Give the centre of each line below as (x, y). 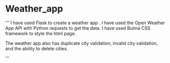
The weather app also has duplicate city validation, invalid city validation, (82, 43)
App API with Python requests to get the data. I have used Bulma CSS (78, 28)
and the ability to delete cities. (37, 48)
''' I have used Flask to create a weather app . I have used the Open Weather (85, 23)
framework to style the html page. (41, 33)
